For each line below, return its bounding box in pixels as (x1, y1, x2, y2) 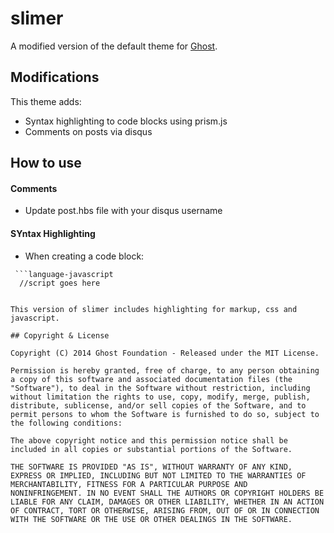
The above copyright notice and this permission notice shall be (10, 435, 288, 446)
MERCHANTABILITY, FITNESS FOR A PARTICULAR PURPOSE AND (10, 479, 248, 489)
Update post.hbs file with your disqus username (24, 205, 223, 217)
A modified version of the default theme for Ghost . (10, 40, 218, 52)
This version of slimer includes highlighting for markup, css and (10, 304, 298, 314)
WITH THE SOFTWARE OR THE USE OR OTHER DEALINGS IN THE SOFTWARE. (10, 514, 293, 524)
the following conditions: (10, 418, 123, 428)
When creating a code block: (24, 250, 145, 262)
